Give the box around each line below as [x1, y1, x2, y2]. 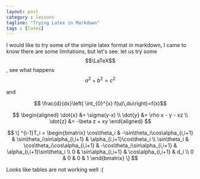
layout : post [6, 8, 39, 15]
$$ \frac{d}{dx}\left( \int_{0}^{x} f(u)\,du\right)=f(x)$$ [33, 99, 167, 107]
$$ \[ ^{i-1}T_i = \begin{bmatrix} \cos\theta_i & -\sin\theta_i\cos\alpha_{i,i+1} [7, 129, 193, 136]
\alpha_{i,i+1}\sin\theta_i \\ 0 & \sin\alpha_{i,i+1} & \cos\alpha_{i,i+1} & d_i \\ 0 [7, 148, 194, 155]
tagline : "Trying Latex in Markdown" [6, 20, 100, 26]
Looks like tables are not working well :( [6, 166, 104, 173]
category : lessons [6, 14, 55, 20]
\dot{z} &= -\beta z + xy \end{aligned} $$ [49, 117, 152, 125]
